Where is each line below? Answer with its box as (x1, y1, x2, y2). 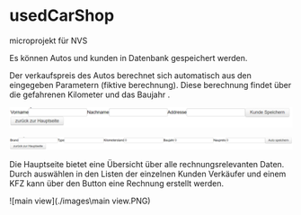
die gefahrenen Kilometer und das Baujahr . (9, 89, 171, 100)
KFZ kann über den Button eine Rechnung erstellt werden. (9, 178, 225, 189)
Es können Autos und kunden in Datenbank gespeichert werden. (9, 52, 248, 63)
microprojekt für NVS (9, 35, 88, 46)
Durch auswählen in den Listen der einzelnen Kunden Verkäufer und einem (9, 168, 287, 179)
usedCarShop (9, 5, 115, 26)
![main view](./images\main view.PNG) (9, 195, 151, 206)
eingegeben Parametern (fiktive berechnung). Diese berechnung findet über (9, 79, 292, 90)
